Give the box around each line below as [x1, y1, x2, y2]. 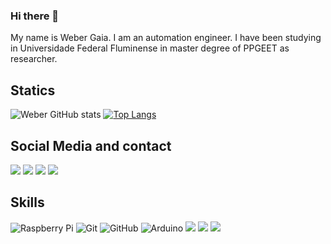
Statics [10, 82, 56, 99]
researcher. [10, 53, 58, 65]
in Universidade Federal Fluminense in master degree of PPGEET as [10, 42, 290, 54]
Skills [10, 194, 45, 211]
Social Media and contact [10, 137, 172, 154]
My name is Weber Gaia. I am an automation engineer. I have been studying [10, 32, 322, 44]
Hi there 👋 [10, 9, 60, 23]
